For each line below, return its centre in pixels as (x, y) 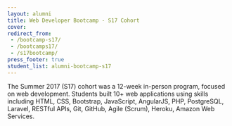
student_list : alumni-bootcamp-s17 (59, 66)
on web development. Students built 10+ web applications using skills (108, 94)
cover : (17, 27)
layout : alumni (30, 14)
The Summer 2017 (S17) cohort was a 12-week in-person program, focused (116, 86)
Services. (21, 116)
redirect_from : (30, 33)
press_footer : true (36, 60)
